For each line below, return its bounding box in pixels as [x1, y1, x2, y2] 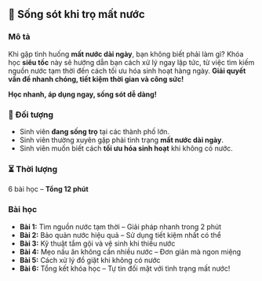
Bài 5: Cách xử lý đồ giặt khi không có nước [19, 255, 161, 265]
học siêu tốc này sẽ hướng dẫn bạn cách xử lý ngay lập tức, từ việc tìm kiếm [8, 57, 255, 67]
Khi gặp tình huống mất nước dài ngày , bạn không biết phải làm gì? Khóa [8, 49, 244, 59]
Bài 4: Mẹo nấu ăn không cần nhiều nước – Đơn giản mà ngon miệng [19, 246, 242, 256]
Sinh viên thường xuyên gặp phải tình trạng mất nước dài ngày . [19, 135, 224, 144]
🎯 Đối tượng [8, 109, 53, 120]
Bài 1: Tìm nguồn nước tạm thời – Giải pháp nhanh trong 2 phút [19, 221, 222, 232]
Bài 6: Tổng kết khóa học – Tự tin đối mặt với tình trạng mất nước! [19, 264, 231, 273]
